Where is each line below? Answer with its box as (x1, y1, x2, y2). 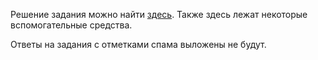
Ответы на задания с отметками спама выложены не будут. (10, 39, 267, 50)
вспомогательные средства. (10, 19, 133, 31)
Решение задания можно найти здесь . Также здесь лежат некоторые (10, 9, 308, 20)
